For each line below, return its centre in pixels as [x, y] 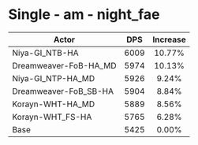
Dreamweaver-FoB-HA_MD [64, 65]
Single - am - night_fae [84, 15]
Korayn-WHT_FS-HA [52, 117]
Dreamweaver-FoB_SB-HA [63, 91]
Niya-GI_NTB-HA [45, 53]
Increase [170, 39]
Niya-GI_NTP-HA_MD [54, 78]
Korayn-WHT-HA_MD [54, 104]
